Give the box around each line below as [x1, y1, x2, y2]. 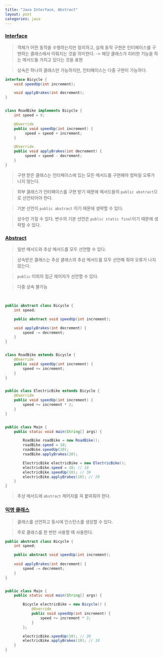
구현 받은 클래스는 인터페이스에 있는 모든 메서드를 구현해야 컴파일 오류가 [17, 172, 155, 178]
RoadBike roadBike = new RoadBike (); [23, 438, 100, 443]
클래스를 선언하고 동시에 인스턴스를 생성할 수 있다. [17, 519, 113, 525]
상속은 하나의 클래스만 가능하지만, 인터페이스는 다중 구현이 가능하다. [17, 67, 147, 73]
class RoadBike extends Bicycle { [5, 352, 76, 357]
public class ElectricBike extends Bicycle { [5, 388, 100, 394]
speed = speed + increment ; [25, 131, 82, 136]
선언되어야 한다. [22, 195, 53, 201]
